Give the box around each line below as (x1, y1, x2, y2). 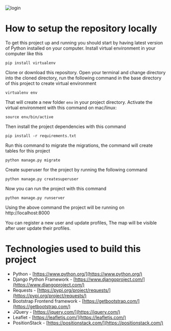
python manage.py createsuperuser (5, 176, 79, 182)
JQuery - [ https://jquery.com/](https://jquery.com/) (12, 308, 120, 315)
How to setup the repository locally (5, 23, 157, 34)
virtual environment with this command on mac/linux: (5, 104, 117, 111)
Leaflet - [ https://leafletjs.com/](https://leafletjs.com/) (12, 314, 127, 320)
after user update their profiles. (5, 225, 71, 231)
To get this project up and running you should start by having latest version (5, 39, 163, 46)
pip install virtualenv (5, 60, 56, 65)
